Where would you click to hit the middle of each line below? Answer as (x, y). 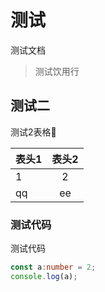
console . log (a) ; (44, 276)
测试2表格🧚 (33, 132)
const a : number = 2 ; (53, 267)
